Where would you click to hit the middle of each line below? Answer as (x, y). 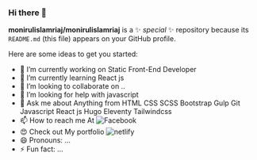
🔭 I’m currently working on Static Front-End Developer (108, 70)
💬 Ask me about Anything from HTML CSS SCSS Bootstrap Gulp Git (130, 103)
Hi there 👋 (28, 13)
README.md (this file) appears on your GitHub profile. (92, 39)
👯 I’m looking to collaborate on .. (72, 86)
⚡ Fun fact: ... (41, 149)
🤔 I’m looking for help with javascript (79, 95)
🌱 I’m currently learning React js (72, 78)
